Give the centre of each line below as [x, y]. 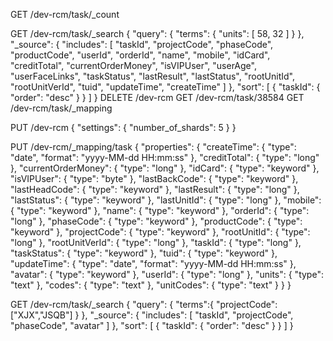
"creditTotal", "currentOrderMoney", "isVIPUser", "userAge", [133, 65]
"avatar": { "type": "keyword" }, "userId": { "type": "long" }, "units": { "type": [167, 274]
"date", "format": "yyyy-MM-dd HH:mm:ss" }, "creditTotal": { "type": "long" [165, 157]
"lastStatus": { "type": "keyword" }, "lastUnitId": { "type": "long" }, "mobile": [166, 200]
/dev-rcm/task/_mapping [61, 108]
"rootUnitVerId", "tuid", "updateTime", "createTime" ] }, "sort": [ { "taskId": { [165, 87]
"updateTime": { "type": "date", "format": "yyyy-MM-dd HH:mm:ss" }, [153, 263]
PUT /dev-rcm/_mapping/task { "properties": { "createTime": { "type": [153, 147]
